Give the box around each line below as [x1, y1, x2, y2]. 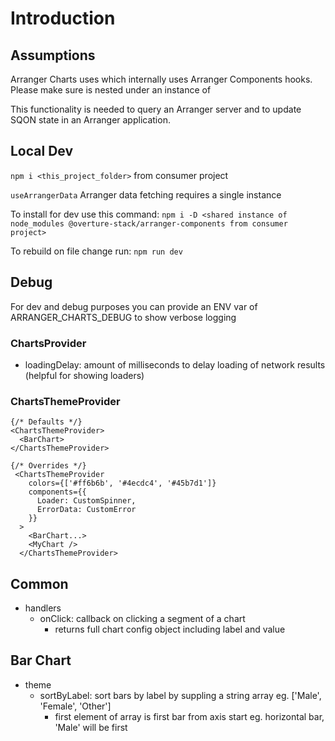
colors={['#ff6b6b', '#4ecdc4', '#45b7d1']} [28, 478, 217, 489]
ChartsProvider [10, 336, 87, 350]
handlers [24, 602, 62, 614]
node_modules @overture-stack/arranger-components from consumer [10, 218, 288, 229]
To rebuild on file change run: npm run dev [10, 245, 183, 257]
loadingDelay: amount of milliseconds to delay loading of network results [24, 358, 326, 371]
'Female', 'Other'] [39, 700, 112, 712]
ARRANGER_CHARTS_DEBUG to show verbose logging [10, 311, 237, 323]
